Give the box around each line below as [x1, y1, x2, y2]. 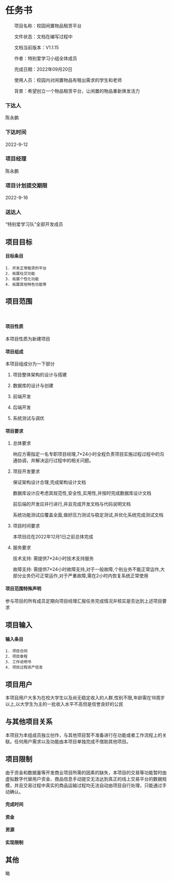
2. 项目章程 [5, 654, 28, 659]
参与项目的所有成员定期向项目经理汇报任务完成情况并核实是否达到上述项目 [5, 598, 162, 604]
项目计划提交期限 [5, 182, 48, 189]
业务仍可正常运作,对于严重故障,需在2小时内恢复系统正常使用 [21, 573, 148, 579]
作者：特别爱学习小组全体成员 [14, 55, 77, 61]
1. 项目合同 [5, 648, 28, 654]
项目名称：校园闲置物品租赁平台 [14, 23, 82, 29]
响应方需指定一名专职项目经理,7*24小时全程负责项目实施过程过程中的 [12, 451, 160, 457]
